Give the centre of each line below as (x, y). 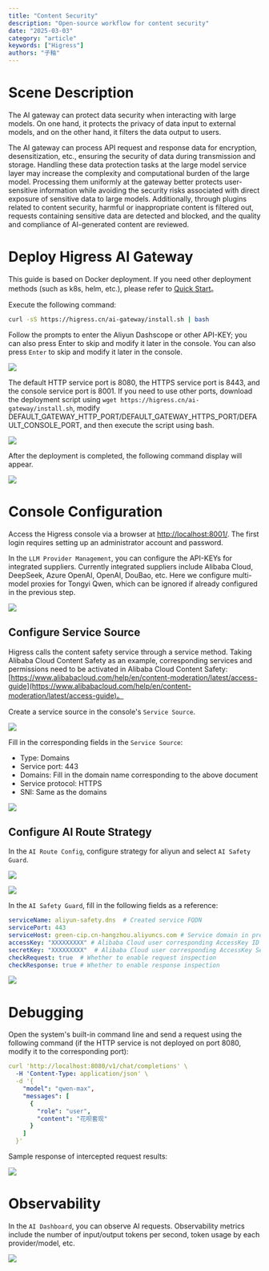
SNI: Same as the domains (63, 792)
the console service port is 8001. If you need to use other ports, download (130, 391)
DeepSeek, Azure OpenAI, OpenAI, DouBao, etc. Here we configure (120, 575)
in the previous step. (42, 592)
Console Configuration (86, 511)
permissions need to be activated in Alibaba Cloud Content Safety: (118, 669)
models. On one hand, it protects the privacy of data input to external (122, 123)
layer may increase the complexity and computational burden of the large (129, 173)
